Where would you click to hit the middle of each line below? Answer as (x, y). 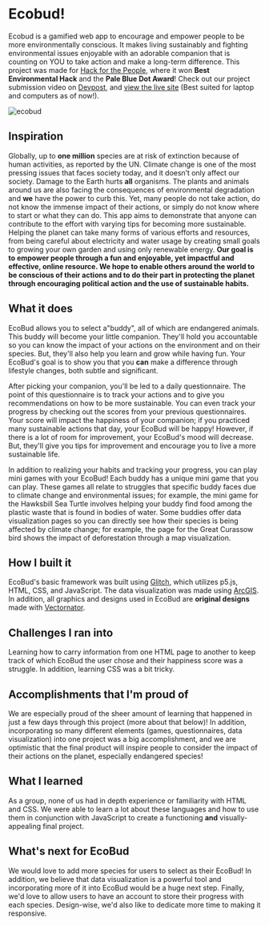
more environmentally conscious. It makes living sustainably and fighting (128, 44)
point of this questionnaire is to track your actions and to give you (116, 394)
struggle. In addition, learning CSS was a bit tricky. (92, 669)
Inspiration (36, 137)
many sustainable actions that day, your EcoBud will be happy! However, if (131, 429)
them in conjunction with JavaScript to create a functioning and (113, 817)
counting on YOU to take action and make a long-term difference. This (124, 62)
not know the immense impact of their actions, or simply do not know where (134, 207)
